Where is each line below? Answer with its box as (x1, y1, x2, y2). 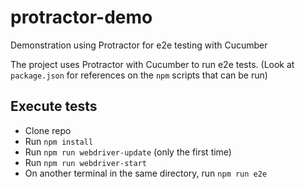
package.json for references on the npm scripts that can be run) (10, 69, 268, 81)
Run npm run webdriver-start (24, 156, 147, 168)
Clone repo (24, 124, 72, 136)
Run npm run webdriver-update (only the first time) (24, 146, 232, 158)
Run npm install (24, 135, 94, 147)
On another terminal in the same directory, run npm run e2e (24, 167, 268, 179)
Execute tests (10, 98, 98, 115)
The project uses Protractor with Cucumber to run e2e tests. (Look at (10, 58, 295, 70)
